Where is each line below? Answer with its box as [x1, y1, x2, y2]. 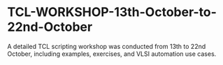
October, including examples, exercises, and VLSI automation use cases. [7, 50, 217, 58]
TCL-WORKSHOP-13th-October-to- [7, 4, 217, 20]
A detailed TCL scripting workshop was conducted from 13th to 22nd [7, 42, 206, 50]
